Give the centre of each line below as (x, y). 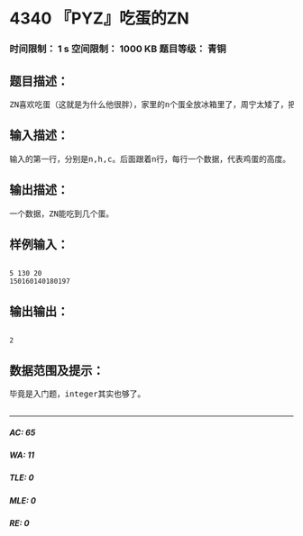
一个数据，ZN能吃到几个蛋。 (62, 213)
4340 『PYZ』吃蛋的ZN (99, 18)
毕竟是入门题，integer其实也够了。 (78, 394)
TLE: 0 (22, 477)
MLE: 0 (23, 500)
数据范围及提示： (57, 370)
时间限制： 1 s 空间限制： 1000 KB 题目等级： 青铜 (118, 49)
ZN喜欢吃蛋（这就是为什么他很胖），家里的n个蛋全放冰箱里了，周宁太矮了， (149, 104)
